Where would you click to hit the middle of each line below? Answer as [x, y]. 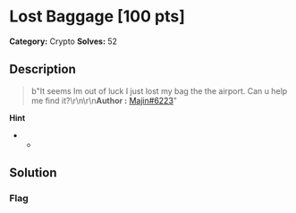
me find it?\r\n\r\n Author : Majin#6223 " [104, 100]
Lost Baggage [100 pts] [97, 17]
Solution [33, 173]
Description [42, 69]
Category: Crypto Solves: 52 [63, 41]
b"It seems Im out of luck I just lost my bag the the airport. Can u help [159, 90]
